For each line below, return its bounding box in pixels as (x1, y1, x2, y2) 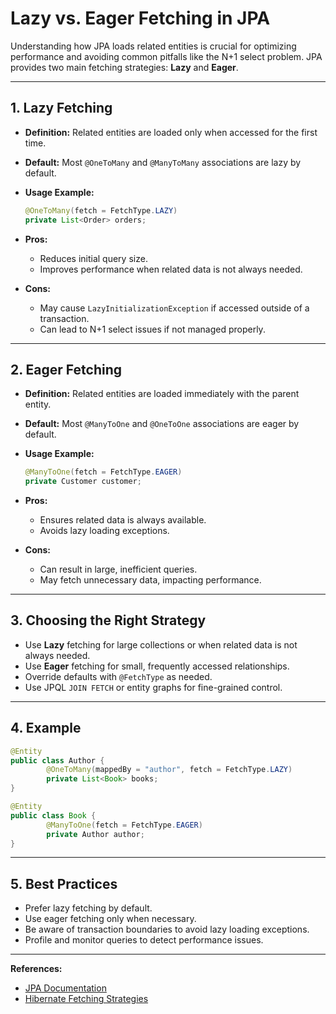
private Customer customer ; (24, 477, 142, 487)
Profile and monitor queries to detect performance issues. (24, 934, 264, 946)
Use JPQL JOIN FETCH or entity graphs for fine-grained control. (24, 681, 283, 693)
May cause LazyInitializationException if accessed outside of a (39, 302, 310, 314)
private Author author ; (46, 829, 145, 839)
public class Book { (10, 810, 97, 821)
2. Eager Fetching (10, 361, 122, 378)
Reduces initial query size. (39, 252, 148, 264)
